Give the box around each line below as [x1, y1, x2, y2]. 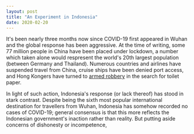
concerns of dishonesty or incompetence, [6, 121, 107, 129]
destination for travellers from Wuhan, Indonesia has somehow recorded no [6, 103, 188, 110]
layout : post [6, 8, 38, 15]
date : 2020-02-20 [6, 19, 49, 25]
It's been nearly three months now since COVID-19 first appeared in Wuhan [6, 36, 188, 43]
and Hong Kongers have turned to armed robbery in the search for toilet [6, 73, 179, 80]
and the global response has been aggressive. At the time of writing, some [6, 42, 185, 49]
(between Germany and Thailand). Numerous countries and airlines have [6, 60, 181, 67]
